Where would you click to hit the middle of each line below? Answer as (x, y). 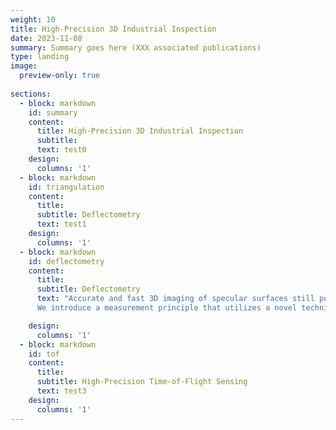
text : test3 (61, 391)
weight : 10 (33, 19)
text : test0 (61, 150)
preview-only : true (60, 76)
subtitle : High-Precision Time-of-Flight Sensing (142, 382)
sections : (31, 94)
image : (24, 66)
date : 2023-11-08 (46, 38)
